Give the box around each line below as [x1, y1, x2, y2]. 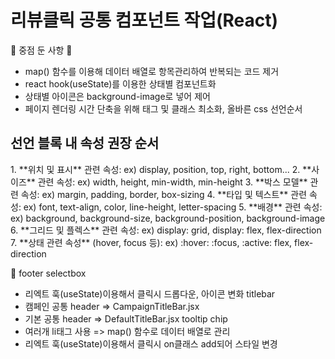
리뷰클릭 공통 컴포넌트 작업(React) [10, 9, 279, 32]
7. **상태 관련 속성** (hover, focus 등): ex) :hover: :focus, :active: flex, [10, 236, 293, 248]
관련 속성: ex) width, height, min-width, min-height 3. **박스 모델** [37, 176, 308, 188]
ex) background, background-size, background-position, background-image [10, 212, 326, 224]
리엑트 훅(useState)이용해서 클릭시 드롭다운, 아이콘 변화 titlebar [24, 287, 276, 300]
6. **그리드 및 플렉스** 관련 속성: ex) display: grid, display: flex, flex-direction [10, 224, 322, 236]
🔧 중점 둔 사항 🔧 [10, 44, 73, 56]
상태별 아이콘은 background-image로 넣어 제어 [24, 90, 211, 102]
